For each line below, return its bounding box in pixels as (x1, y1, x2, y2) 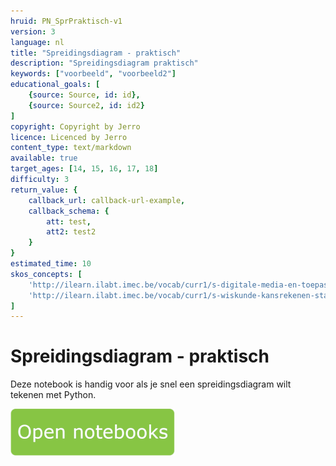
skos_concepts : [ (10, 269, 83, 279)
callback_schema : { (28, 206, 110, 216)
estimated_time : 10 (10, 259, 92, 269)
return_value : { (10, 185, 78, 195)
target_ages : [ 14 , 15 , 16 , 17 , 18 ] (10, 164, 159, 174)
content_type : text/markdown (10, 143, 132, 153)
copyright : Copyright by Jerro (10, 121, 141, 132)
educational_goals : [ (10, 80, 101, 90)
